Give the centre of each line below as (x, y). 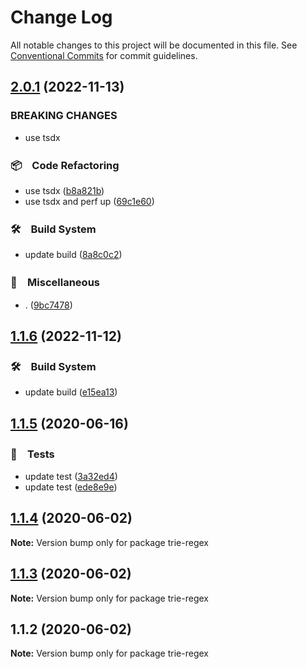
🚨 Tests (32, 454)
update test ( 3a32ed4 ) (71, 476)
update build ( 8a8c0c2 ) (73, 255)
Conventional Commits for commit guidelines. (104, 55)
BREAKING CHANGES (64, 116)
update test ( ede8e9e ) (71, 487)
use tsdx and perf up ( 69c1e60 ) (89, 201)
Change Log (61, 17)
